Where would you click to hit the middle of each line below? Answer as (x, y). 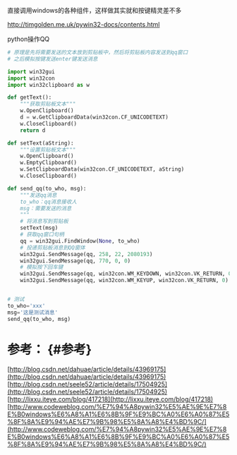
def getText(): (30, 97)
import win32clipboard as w (49, 85)
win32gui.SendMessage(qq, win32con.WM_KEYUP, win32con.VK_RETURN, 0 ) (124, 281)
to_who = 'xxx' (26, 305)
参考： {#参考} (50, 350)
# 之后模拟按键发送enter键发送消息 (53, 59)
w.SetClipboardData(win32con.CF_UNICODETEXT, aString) (102, 169)
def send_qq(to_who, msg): (47, 188)
